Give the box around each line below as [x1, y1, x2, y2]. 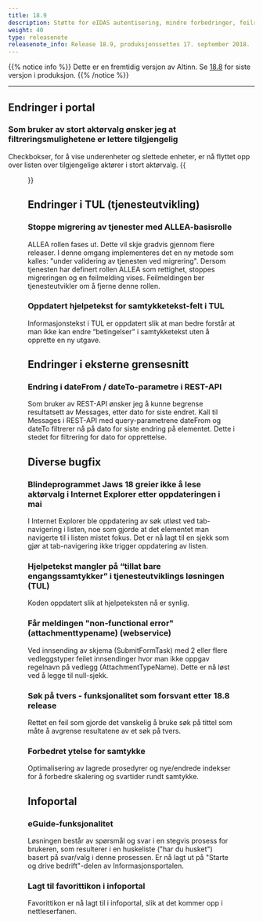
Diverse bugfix [27, 455, 102, 468]
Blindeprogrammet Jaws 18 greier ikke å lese [27, 479, 202, 490]
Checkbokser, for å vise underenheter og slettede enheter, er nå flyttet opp [8, 151, 250, 161]
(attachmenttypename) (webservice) [27, 628, 172, 639]
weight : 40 [8, 26, 44, 34]
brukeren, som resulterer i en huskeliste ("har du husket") [27, 844, 213, 854]
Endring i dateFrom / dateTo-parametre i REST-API [27, 381, 222, 392]
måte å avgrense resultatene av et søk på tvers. [27, 727, 182, 736]
